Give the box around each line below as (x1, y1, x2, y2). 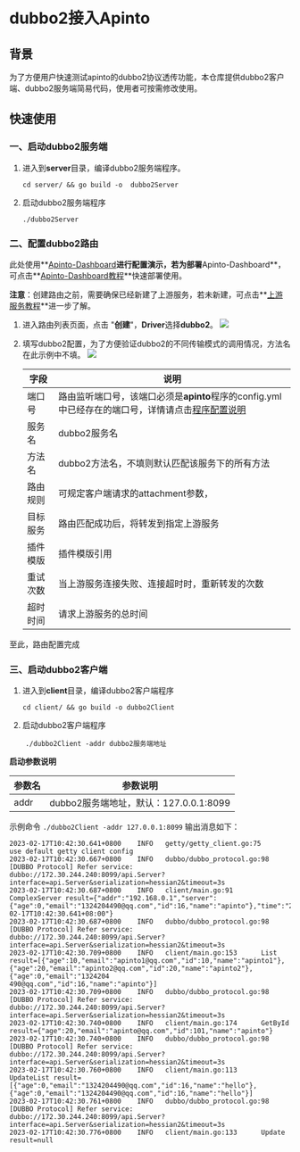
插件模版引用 (57, 547, 112, 559)
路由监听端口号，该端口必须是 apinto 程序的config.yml (57, 390, 282, 402)
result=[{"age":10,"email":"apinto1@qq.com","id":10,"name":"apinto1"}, (9, 957, 286, 966)
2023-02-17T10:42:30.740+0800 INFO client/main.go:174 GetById (9, 1019, 290, 1028)
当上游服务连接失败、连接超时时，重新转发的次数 (57, 577, 264, 590)
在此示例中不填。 (21, 349, 86, 360)
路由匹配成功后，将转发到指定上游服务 (57, 517, 220, 529)
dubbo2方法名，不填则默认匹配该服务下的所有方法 (57, 457, 271, 469)
